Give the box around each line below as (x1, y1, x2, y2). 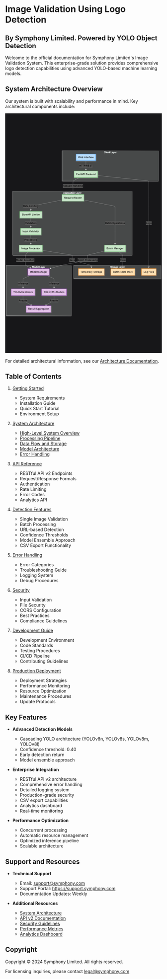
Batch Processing (19, 522, 56, 527)
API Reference (12, 461, 42, 467)
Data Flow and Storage (19, 441, 67, 447)
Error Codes (19, 492, 45, 498)
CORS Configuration (19, 607, 62, 613)
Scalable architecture (19, 843, 64, 849)
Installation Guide (19, 400, 56, 406)
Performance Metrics (19, 926, 64, 932)
